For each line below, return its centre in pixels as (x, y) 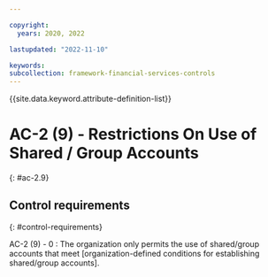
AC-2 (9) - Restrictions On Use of (133, 135)
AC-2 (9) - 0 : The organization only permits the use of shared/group (134, 243)
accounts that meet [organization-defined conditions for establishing (134, 253)
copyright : (29, 25)
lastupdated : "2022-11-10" (59, 50)
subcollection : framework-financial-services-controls (112, 73)
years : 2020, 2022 (51, 33)
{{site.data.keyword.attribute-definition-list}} (91, 99)
